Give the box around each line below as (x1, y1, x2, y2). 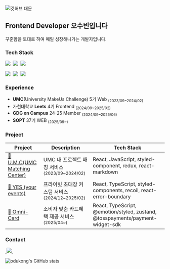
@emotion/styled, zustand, (93, 208, 157, 215)
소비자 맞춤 (43, 205, 68, 212)
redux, (122, 162, 138, 169)
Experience (5, 84, 34, 91)
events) (8, 190, 26, 197)
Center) (8, 171, 26, 178)
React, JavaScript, (93, 156, 136, 163)
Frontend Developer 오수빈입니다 (5, 22, 108, 30)
